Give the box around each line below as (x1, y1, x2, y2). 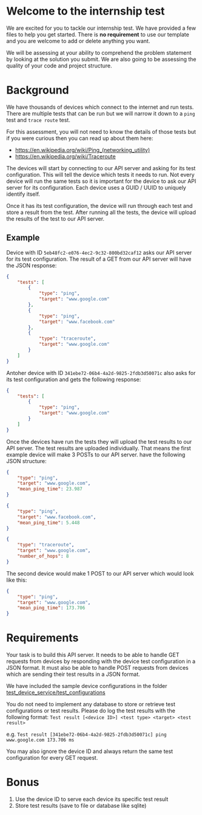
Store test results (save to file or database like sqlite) (15, 802, 147, 810)
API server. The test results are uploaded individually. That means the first (6, 444, 191, 452)
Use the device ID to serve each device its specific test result (15, 796, 169, 803)
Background (6, 83, 69, 97)
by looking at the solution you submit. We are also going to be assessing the (6, 55, 197, 63)
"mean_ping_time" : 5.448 (17, 520, 80, 526)
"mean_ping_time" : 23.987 (17, 486, 83, 492)
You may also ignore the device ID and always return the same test (6, 748, 173, 755)
